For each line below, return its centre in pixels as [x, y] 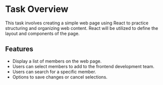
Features [19, 49]
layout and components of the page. [42, 33]
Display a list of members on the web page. [57, 61]
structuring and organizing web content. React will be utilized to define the [82, 28]
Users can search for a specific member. [54, 72]
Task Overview [37, 9]
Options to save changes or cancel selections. [60, 77]
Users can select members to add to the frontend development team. [83, 66]
